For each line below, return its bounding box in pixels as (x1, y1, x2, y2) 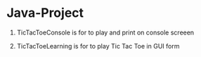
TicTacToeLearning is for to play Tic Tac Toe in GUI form (16, 42, 180, 50)
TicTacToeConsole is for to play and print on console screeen (16, 28, 195, 37)
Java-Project (6, 5, 84, 21)
